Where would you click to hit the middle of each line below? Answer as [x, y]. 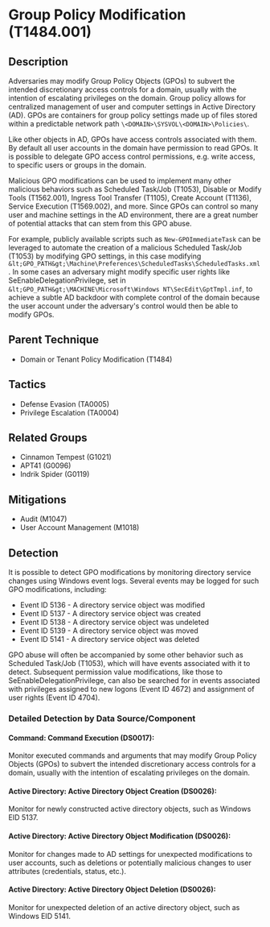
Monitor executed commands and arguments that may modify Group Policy [133, 755]
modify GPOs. [31, 315]
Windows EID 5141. [39, 916]
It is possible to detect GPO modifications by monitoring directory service [130, 573]
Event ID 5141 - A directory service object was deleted [109, 639]
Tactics [27, 385]
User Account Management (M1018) [80, 528]
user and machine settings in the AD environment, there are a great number [133, 215]
